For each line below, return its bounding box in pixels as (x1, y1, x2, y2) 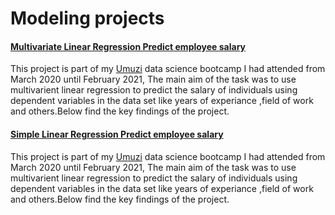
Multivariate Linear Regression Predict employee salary (10, 40, 246, 52)
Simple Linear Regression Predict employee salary (10, 128, 224, 140)
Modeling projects (10, 7, 165, 30)
